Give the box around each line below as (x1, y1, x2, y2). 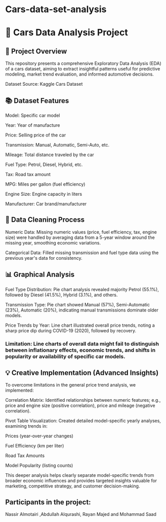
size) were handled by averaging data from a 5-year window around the (5, 234, 155, 240)
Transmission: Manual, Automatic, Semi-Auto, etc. (5, 142, 110, 148)
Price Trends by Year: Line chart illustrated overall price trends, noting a (5, 322, 155, 328)
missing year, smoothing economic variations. (5, 239, 101, 246)
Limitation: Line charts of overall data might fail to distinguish (5, 340, 159, 347)
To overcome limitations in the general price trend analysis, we (5, 382, 136, 388)
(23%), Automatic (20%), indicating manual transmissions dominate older (5, 307, 158, 313)
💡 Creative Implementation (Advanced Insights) (5, 368, 159, 377)
